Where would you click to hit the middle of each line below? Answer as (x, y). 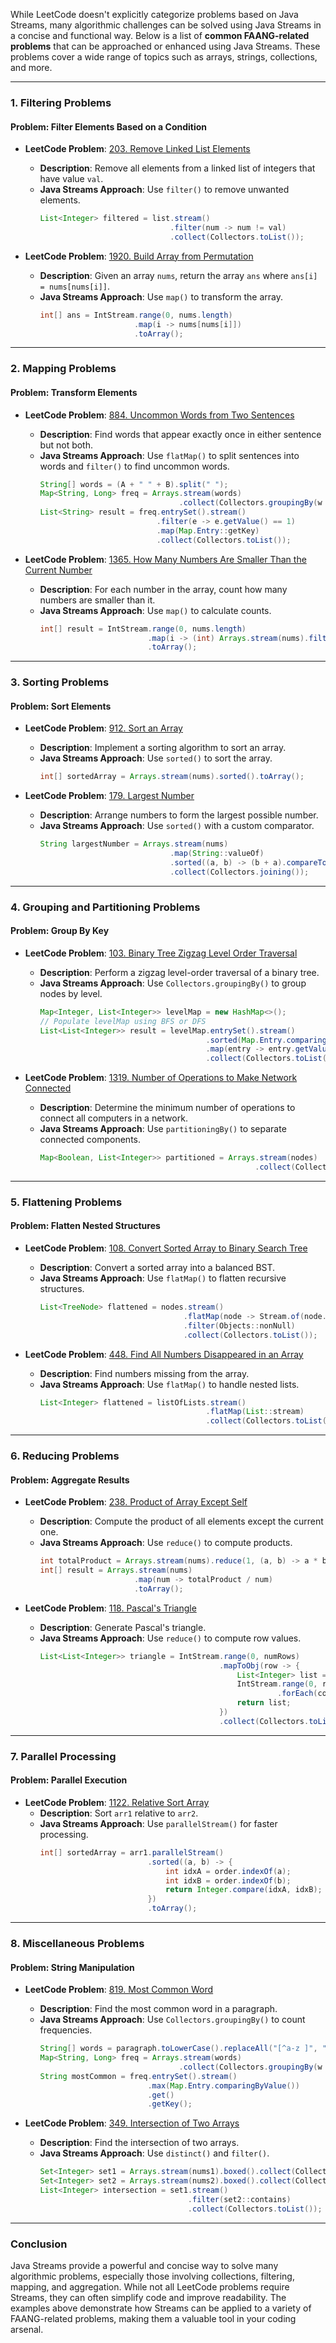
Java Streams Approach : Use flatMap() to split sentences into (169, 455)
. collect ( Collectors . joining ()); (239, 872)
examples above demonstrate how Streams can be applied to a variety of (161, 2308)
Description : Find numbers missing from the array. (144, 1373)
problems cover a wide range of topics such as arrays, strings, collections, (164, 57)
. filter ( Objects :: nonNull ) (239, 1325)
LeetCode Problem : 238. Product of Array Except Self (136, 1502)
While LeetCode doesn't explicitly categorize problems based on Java (154, 14)
